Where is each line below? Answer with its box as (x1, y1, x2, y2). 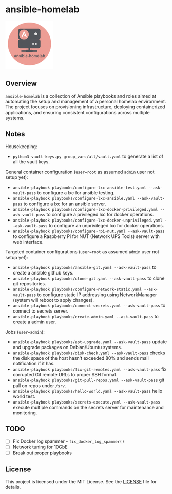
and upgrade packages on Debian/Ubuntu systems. (12, 344, 122, 350)
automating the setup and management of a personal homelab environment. (5, 98, 166, 104)
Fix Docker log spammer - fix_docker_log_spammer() (12, 438, 125, 444)
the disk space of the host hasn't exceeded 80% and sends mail (12, 355, 149, 361)
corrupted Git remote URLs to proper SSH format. (12, 371, 118, 377)
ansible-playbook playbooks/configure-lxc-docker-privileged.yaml (12, 207, 158, 212)
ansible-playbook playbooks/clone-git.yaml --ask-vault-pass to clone (12, 275, 165, 281)
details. (5, 484, 21, 490)
